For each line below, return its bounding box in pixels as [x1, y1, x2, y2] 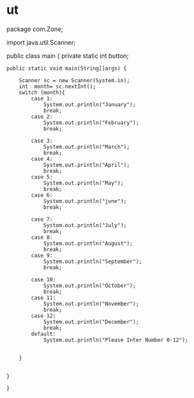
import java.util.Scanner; [6, 38, 76, 46]
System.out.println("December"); [43, 318, 139, 326]
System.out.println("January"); [43, 101, 136, 108]
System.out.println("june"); [43, 197, 127, 205]
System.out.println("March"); [43, 143, 130, 150]
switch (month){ [19, 89, 66, 96]
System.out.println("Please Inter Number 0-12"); [43, 337, 188, 344]
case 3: [31, 137, 53, 144]
